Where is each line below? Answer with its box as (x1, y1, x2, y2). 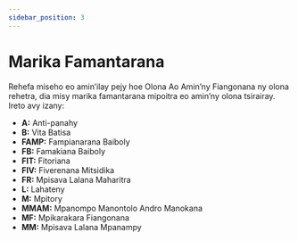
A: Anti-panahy (21, 117, 78, 128)
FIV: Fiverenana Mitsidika (21, 164, 115, 175)
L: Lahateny (21, 184, 65, 195)
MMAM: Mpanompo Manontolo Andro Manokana (21, 203, 203, 213)
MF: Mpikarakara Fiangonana (21, 212, 130, 223)
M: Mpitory (21, 193, 63, 204)
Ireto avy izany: (8, 100, 65, 111)
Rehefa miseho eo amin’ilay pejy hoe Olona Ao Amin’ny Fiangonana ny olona (8, 81, 289, 92)
